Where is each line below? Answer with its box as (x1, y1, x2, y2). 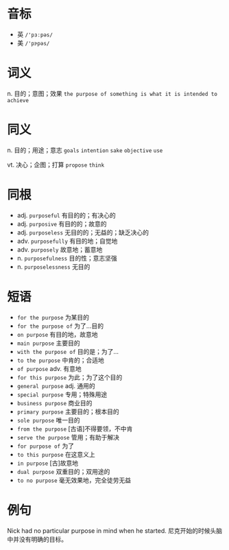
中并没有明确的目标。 (7, 535, 67, 543)
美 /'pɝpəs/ (16, 38, 50, 47)
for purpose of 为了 (16, 442, 74, 450)
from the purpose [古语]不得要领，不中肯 (16, 425, 133, 433)
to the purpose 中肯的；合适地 (16, 356, 104, 364)
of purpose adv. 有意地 (16, 364, 82, 372)
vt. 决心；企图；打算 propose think (7, 160, 105, 169)
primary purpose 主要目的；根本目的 (16, 407, 120, 416)
